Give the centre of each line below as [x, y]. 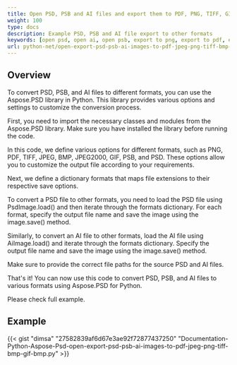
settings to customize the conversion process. [74, 107]
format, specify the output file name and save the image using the [103, 214]
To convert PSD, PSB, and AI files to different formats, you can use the [109, 92]
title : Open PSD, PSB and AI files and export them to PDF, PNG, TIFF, [115, 14]
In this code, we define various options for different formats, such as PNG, [115, 150]
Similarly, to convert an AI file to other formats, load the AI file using [105, 235]
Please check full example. [46, 299]
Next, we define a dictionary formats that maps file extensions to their [109, 178]
